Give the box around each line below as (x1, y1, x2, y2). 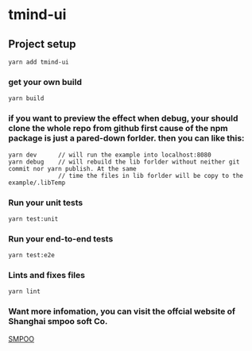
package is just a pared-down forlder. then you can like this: (8, 133, 245, 144)
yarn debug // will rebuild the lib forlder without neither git (8, 157, 240, 166)
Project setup (8, 37, 77, 51)
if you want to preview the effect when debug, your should (8, 113, 238, 124)
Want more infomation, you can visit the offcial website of (8, 306, 236, 317)
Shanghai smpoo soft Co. (8, 316, 108, 327)
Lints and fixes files (8, 270, 86, 281)
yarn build (8, 94, 45, 102)
